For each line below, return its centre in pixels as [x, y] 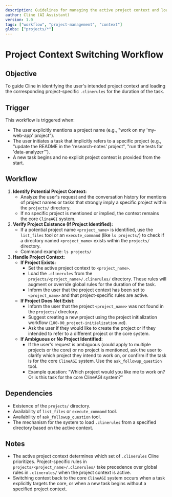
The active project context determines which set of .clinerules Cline [86, 456]
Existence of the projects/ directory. [51, 406]
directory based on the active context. [53, 428]
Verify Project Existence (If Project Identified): [63, 224]
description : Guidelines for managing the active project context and [82, 10]
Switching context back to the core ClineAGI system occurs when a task [89, 478]
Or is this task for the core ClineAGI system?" [76, 377]
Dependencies [29, 393]
